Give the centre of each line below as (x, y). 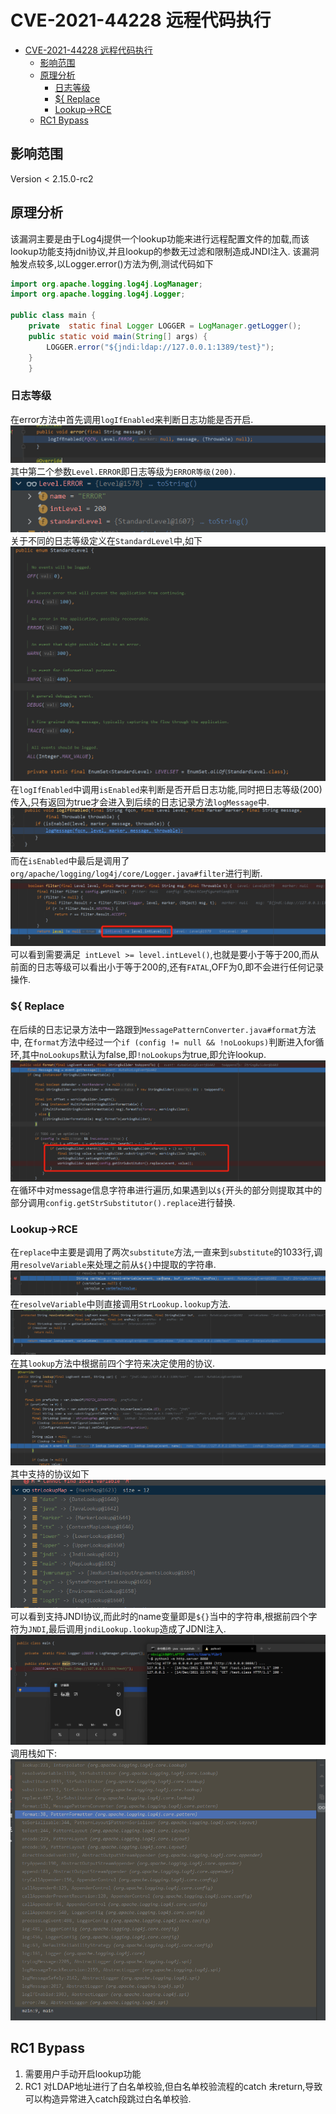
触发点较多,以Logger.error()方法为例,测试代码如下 (112, 263)
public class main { (53, 316)
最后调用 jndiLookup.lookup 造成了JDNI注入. (137, 1629)
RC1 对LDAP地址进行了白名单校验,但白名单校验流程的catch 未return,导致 (173, 2086)
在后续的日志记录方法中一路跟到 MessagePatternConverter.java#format (154, 1029)
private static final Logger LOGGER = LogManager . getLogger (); (165, 326)
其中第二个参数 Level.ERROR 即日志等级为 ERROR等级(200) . (123, 472)
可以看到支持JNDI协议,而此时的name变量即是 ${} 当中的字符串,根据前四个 (159, 1617)
